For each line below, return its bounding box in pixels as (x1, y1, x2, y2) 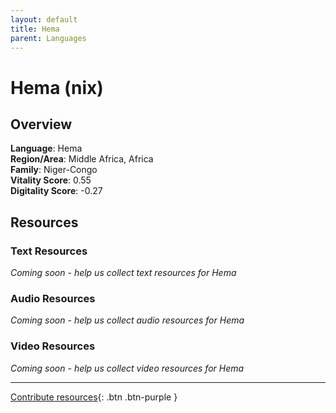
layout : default (10, 14, 78, 25)
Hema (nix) (10, 76, 104, 99)
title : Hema (10, 24, 60, 34)
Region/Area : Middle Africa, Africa (10, 153, 154, 165)
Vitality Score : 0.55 (10, 174, 92, 186)
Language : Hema (10, 142, 83, 155)
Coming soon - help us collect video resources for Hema (10, 362, 245, 374)
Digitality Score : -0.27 (10, 185, 103, 197)
